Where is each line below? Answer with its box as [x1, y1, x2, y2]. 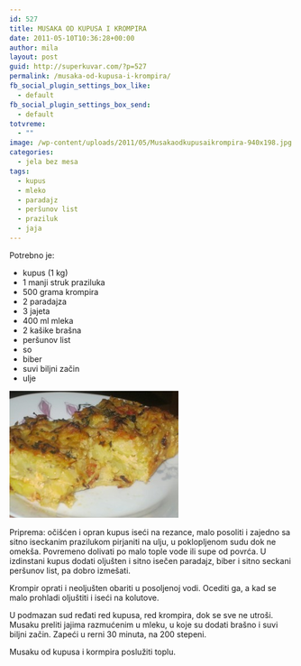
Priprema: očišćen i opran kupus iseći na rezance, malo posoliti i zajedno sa [9, 526, 291, 537]
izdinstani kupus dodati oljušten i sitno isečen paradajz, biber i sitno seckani [9, 555, 291, 566]
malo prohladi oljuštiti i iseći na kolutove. [9, 592, 160, 603]
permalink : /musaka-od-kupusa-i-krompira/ [9, 72, 171, 81]
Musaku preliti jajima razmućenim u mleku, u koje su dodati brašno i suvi [9, 619, 278, 630]
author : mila [9, 43, 59, 52]
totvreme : [9, 119, 47, 128]
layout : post [9, 52, 59, 62]
